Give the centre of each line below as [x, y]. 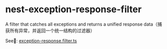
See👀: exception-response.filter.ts [41, 41]
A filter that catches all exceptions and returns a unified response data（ [81, 24]
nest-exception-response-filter [74, 9]
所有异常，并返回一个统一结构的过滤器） [52, 30]
